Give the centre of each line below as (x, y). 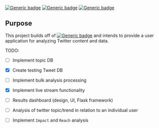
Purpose (19, 23)
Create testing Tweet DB (37, 70)
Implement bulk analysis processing (49, 80)
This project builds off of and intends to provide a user (79, 35)
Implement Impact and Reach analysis (50, 120)
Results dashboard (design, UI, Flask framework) (63, 100)
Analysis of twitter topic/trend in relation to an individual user (75, 110)
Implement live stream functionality (48, 90)
